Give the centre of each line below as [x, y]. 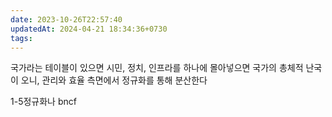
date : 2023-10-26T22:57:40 [66, 19]
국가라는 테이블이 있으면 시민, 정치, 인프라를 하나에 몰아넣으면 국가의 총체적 [157, 68]
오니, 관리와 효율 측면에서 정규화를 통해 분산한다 [114, 80]
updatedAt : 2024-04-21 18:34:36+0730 [89, 29]
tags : [21, 38]
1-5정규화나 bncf [43, 102]
